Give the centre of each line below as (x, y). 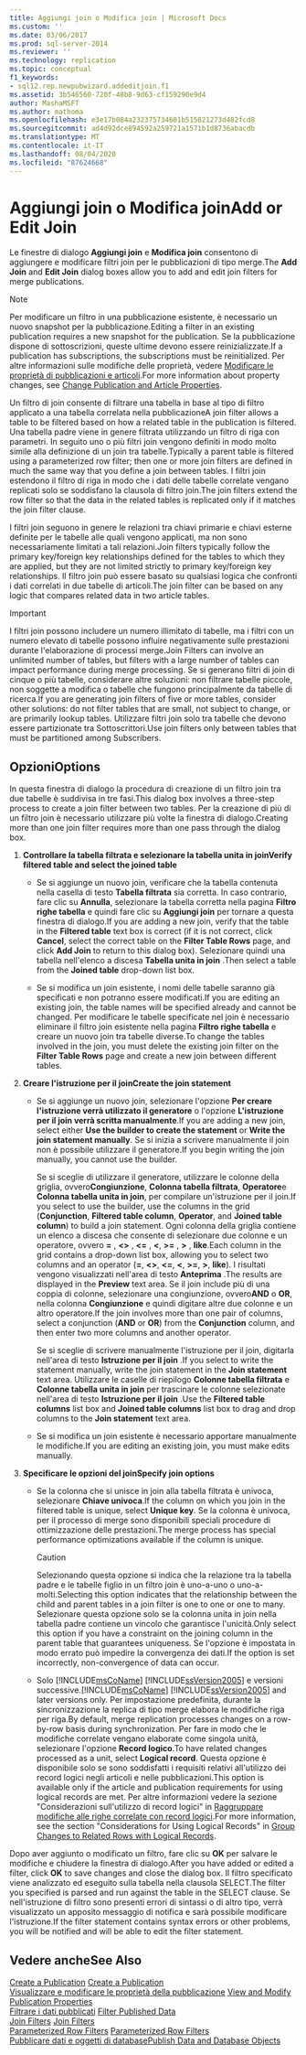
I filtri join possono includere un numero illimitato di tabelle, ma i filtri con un (152, 631)
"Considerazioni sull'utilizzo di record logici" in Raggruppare (150, 1807)
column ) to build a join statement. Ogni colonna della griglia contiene (166, 1226)
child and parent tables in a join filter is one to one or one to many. (161, 1604)
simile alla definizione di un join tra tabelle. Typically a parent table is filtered (152, 452)
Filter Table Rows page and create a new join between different (156, 1056)
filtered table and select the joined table (100, 865)
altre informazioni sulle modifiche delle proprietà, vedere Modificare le (142, 366)
